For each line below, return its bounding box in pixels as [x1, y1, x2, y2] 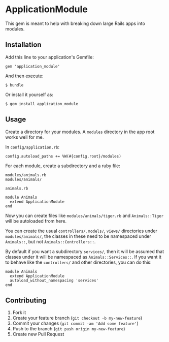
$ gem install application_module [5, 101, 79, 106]
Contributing [5, 296, 47, 304]
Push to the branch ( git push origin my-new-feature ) [12, 326, 125, 332]
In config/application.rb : [5, 144, 60, 150]
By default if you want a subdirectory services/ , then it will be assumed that [5, 248, 164, 255]
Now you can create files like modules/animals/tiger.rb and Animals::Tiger [5, 212, 164, 219]
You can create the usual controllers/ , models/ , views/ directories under [5, 228, 157, 234]
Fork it [12, 309, 26, 316]
